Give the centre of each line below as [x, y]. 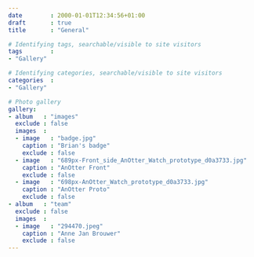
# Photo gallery [34, 102]
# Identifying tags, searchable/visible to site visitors [105, 44]
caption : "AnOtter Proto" [66, 189]
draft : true [40, 23]
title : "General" [49, 30]
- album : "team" [40, 204]
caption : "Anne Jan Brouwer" [72, 233]
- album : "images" [44, 116]
